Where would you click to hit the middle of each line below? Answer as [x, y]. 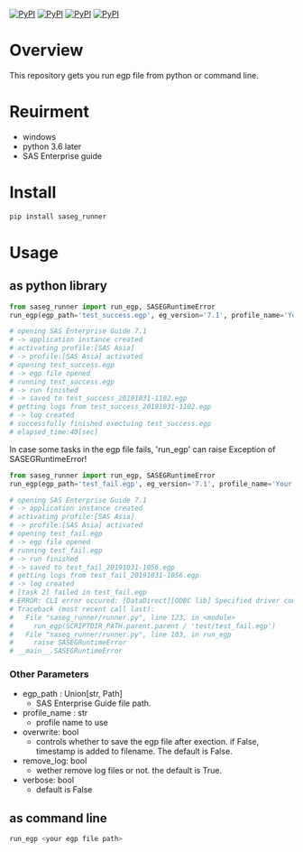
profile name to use [72, 723]
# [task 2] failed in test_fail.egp [78, 593]
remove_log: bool [55, 761]
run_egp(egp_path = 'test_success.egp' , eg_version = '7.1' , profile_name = [147, 315]
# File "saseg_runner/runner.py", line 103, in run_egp [120, 634]
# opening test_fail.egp [56, 534]
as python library [59, 286]
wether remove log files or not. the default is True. [129, 771]
